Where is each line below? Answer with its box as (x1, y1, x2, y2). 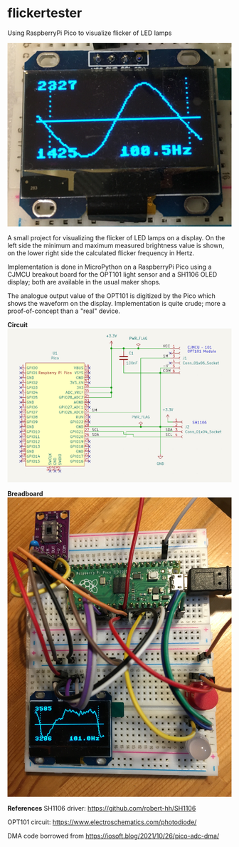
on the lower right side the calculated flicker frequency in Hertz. (7, 248, 195, 257)
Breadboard (7, 490, 43, 498)
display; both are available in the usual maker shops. (7, 277, 161, 286)
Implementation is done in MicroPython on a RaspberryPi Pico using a (7, 262, 212, 271)
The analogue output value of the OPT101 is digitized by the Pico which (7, 291, 216, 300)
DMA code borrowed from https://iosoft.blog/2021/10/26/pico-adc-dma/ (7, 832, 220, 841)
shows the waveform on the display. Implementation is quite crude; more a (7, 299, 226, 307)
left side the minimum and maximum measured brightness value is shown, (7, 241, 225, 250)
